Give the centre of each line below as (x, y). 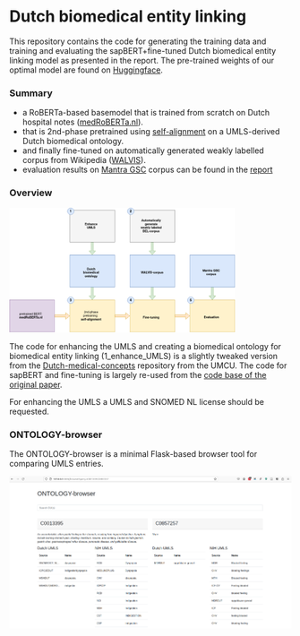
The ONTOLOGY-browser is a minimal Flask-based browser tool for (133, 454)
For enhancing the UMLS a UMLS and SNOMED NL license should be (137, 401)
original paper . (36, 384)
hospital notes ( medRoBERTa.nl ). (82, 122)
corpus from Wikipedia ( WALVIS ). (84, 160)
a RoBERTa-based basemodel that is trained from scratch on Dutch (146, 113)
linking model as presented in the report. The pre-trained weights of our (142, 60)
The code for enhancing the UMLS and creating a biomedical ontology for (146, 346)
